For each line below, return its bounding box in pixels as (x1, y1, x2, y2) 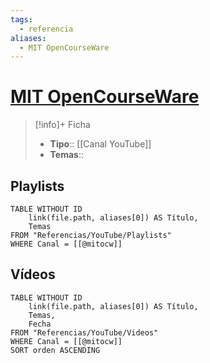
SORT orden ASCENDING (10, 345, 101, 355)
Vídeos (10, 266, 56, 283)
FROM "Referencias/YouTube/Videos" (10, 327, 159, 338)
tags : (10, 14, 33, 25)
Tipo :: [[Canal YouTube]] (49, 138, 152, 150)
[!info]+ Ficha (34, 119, 91, 131)
